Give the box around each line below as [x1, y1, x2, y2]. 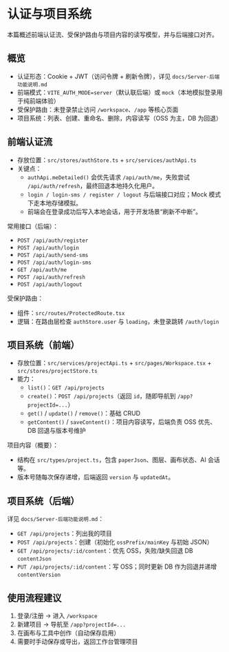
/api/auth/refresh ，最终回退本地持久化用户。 [27, 181, 159, 190]
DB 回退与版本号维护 [27, 427, 86, 435]
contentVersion [17, 571, 61, 579]
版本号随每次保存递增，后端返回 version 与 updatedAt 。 [17, 473, 175, 481]
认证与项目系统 [7, 6, 92, 22]
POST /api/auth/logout [17, 281, 83, 288]
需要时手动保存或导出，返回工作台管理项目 [17, 638, 138, 645]
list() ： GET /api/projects [27, 383, 105, 391]
